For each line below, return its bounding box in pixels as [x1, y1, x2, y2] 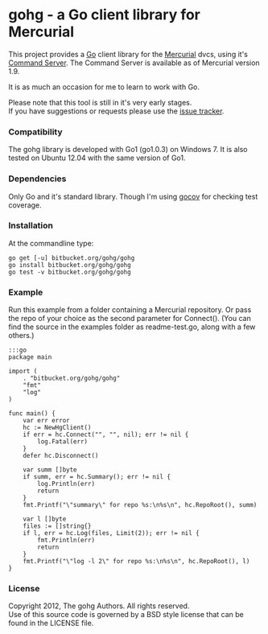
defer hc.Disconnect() [23, 452, 99, 460]
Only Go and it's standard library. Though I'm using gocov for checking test [8, 191, 258, 201]
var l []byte [23, 515, 67, 524]
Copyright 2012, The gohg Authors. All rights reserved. [8, 601, 190, 611]
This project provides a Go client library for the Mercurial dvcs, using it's [8, 49, 248, 59]
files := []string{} [23, 522, 92, 530]
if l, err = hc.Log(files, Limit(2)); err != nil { [23, 529, 200, 537]
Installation [8, 220, 54, 231]
